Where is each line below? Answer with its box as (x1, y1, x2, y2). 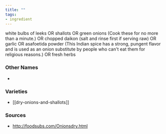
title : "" (5, 7, 26, 12)
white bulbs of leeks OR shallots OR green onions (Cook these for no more (5, 30, 158, 36)
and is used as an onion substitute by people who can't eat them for (5, 46, 145, 52)
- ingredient (5, 16, 32, 21)
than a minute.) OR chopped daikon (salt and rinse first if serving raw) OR (5, 35, 156, 41)
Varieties (5, 88, 27, 95)
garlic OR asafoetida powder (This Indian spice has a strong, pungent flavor (5, 41, 161, 47)
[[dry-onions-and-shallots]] (12, 99, 69, 105)
